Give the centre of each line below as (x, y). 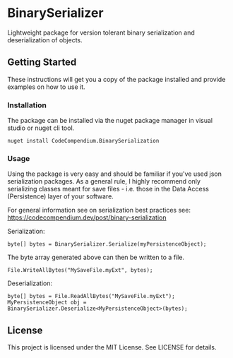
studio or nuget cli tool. (41, 128)
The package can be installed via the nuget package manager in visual (110, 121)
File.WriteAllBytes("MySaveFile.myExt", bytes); (80, 270)
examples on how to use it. (47, 87)
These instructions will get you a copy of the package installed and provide (116, 79)
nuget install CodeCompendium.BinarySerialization (83, 141)
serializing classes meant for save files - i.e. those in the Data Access (108, 189)
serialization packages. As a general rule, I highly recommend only (104, 181)
